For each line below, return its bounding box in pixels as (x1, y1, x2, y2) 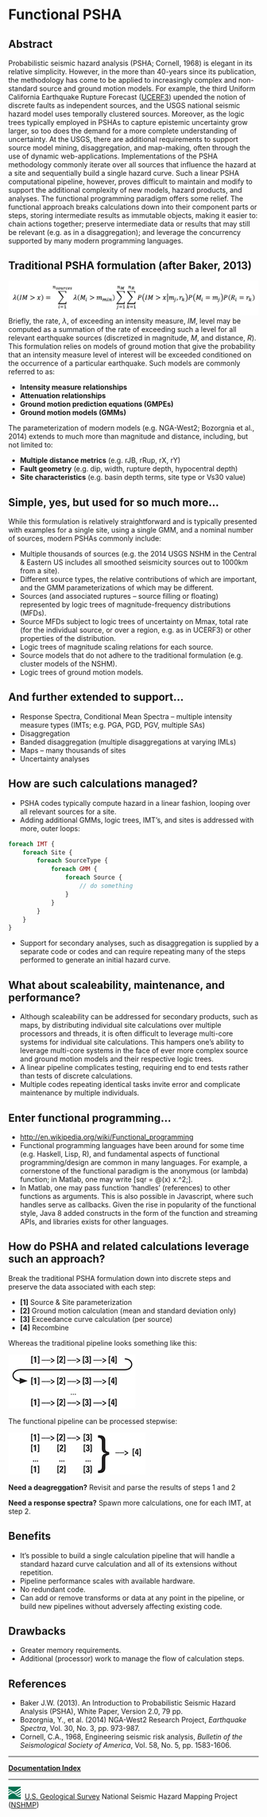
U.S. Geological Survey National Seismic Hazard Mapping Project (24, 1792, 238, 1801)
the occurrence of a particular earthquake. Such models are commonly (8, 358, 241, 368)
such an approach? (8, 1252, 106, 1266)
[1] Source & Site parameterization (19, 1297, 133, 1307)
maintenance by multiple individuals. (19, 1088, 140, 1098)
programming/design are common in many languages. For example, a (19, 1157, 248, 1167)
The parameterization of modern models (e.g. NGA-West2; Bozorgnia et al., (8, 424, 255, 433)
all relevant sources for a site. (19, 807, 117, 816)
